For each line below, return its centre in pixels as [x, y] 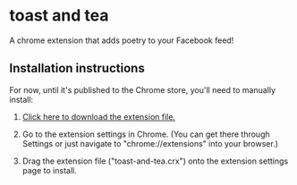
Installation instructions [77, 68]
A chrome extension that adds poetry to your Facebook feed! [122, 40]
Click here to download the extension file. [99, 116]
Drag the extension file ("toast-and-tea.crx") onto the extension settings [155, 161]
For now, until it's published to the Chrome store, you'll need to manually [142, 89]
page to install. [50, 170]
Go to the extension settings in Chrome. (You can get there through [146, 134]
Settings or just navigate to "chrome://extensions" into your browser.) [150, 143]
